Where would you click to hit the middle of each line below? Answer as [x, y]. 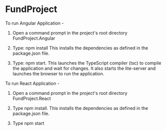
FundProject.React [32, 98]
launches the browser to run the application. [58, 73]
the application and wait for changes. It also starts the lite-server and [84, 68]
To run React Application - [32, 83]
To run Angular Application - [34, 23]
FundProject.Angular [34, 38]
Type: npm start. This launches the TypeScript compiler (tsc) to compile [87, 63]
